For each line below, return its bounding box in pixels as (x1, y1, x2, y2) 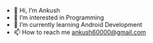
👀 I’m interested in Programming (13, 13, 105, 21)
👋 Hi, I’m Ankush (13, 7, 60, 14)
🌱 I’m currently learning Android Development (13, 21, 143, 28)
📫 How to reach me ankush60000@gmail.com (13, 28, 146, 36)
